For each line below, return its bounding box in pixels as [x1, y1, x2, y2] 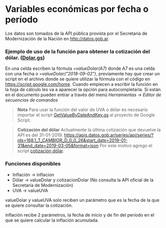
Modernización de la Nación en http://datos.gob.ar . [5, 36, 110, 42]
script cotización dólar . [17, 148, 64, 154]
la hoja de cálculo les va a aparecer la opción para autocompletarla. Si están [5, 87, 161, 93]
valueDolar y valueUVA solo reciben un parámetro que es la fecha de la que [5, 197, 160, 203]
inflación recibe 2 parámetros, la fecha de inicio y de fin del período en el [5, 212, 155, 218]
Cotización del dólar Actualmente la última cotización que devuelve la [17, 127, 161, 133]
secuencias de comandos [5, 97, 58, 103]
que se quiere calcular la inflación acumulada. [5, 217, 99, 223]
